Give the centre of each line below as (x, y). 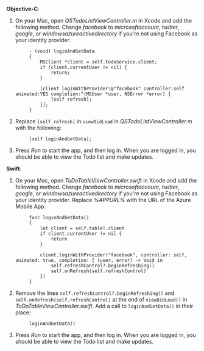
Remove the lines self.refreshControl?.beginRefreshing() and (95, 293)
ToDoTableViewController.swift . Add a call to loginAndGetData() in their (104, 306)
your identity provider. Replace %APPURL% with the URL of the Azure (103, 200)
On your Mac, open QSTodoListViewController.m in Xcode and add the (104, 20)
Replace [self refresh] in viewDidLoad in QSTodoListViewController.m (104, 121)
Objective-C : (23, 9)
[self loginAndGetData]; (61, 139)
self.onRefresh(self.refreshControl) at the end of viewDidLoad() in (101, 299)
